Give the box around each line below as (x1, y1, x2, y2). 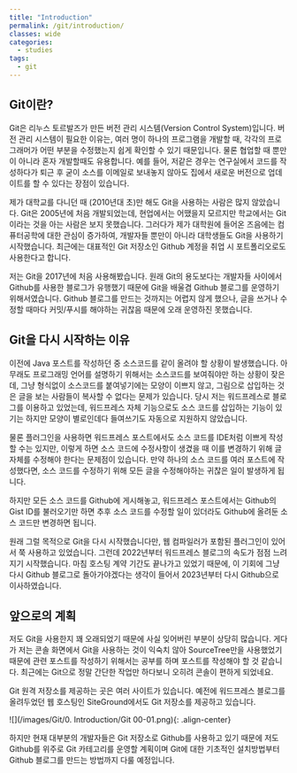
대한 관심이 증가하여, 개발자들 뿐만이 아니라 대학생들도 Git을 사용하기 (47, 229, 284, 240)
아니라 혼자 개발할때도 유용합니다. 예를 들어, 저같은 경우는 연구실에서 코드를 (18, 156, 278, 166)
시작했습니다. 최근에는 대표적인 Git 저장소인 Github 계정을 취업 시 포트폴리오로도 (9, 241, 286, 251)
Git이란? (9, 97, 54, 112)
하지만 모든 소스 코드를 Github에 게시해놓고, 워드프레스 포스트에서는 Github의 (9, 495, 277, 506)
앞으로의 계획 (9, 608, 77, 623)
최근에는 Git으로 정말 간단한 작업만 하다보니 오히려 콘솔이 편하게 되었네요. (20, 667, 274, 677)
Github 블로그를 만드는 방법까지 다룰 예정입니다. (9, 754, 175, 766)
